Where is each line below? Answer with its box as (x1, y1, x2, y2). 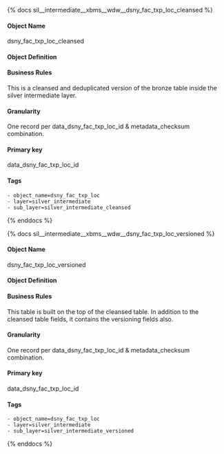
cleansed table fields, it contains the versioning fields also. (7, 315, 174, 323)
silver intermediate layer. (7, 91, 77, 99)
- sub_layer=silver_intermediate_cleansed (7, 204, 131, 211)
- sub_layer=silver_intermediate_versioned (7, 428, 134, 435)
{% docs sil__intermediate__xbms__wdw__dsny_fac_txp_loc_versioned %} (7, 229, 215, 237)
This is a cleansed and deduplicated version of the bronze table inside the (7, 84, 217, 92)
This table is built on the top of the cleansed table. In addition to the (7, 307, 199, 316)
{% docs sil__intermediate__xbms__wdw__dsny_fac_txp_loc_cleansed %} (7, 6, 214, 14)
